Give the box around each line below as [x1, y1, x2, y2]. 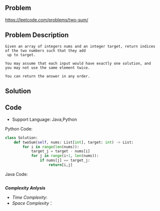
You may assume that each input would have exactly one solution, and [5, 61, 151, 66]
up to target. [7, 52, 36, 58]
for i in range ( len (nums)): [22, 144, 79, 149]
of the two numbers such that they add [5, 48, 86, 53]
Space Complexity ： [12, 200, 53, 206]
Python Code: [5, 126, 33, 132]
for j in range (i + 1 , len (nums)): [31, 153, 99, 158]
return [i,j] [48, 163, 73, 168]
